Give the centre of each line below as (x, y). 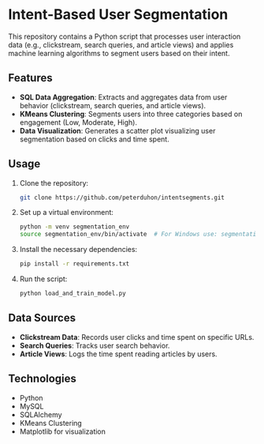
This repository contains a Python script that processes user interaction (125, 36)
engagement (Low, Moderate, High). (78, 122)
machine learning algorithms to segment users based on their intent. (119, 53)
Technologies (43, 379)
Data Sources (42, 318)
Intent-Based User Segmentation (118, 15)
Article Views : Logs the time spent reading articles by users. (119, 354)
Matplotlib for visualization (63, 431)
